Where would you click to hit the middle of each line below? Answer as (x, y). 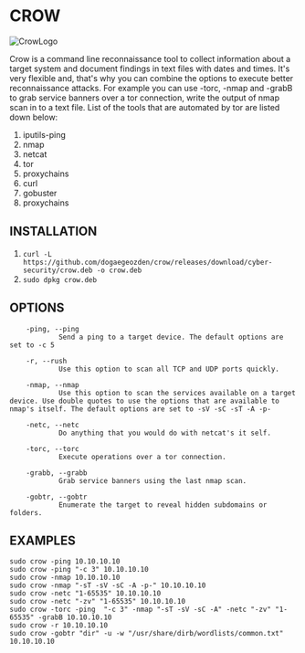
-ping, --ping (53, 329)
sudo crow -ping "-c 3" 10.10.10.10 (79, 570)
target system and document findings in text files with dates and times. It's (150, 68)
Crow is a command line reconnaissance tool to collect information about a (150, 58)
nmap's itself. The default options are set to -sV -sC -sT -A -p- (141, 409)
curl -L (37, 254)
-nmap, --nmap (53, 384)
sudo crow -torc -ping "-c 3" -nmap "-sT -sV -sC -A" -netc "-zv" (141, 610)
